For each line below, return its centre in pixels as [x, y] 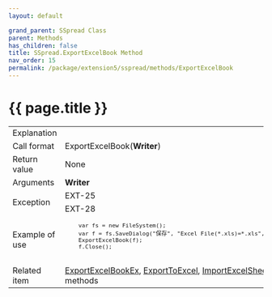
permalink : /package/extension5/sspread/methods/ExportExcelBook [121, 68]
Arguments [34, 182]
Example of [34, 234]
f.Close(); [95, 247]
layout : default [36, 16]
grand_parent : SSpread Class [57, 30]
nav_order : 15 [32, 61]
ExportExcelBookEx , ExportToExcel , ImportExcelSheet [167, 270]
